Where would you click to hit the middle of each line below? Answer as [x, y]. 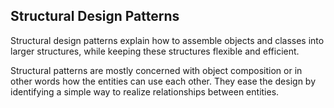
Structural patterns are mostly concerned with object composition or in [156, 70]
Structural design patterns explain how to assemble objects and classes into [167, 40]
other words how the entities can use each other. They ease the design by [163, 81]
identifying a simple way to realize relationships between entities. [145, 91]
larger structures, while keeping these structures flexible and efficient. [155, 51]
